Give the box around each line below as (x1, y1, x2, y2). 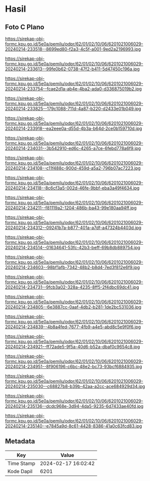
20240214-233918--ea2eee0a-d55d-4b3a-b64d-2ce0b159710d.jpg (5, 125, 143, 131)
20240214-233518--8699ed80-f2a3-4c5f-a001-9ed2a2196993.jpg (5, 46, 141, 52)
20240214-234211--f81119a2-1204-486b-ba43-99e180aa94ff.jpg (5, 205, 137, 210)
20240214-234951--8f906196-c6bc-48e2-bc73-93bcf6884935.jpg (5, 364, 142, 369)
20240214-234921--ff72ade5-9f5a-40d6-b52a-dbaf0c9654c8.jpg (5, 344, 140, 350)
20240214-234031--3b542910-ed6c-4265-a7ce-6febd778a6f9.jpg (5, 146, 141, 151)
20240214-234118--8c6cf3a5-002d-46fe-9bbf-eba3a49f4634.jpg (5, 185, 140, 191)
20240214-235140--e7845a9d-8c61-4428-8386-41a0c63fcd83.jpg (5, 423, 142, 429)
